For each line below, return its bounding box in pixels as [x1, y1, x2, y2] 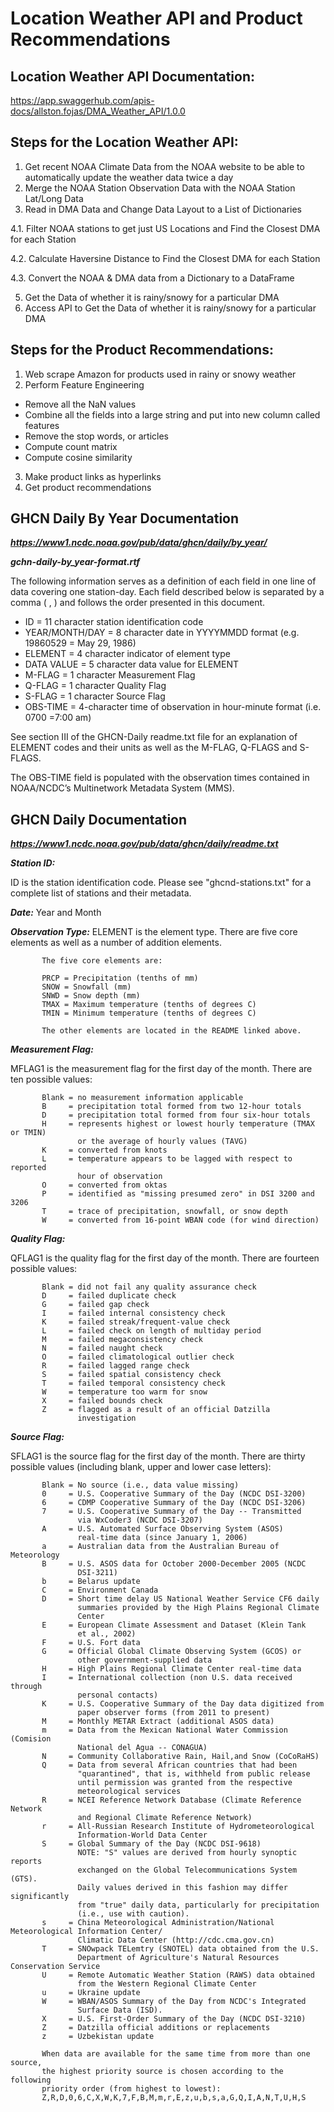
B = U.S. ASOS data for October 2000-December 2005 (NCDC [41, 1559, 307, 1569]
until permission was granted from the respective [77, 1778, 293, 1788]
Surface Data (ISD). [77, 2005, 163, 2016]
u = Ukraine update [41, 1988, 141, 1998]
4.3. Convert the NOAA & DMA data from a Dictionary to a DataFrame [10, 272, 295, 284]
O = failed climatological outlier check [41, 1352, 235, 1362]
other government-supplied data [77, 1655, 213, 1666]
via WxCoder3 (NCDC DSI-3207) [77, 1515, 203, 1526]
